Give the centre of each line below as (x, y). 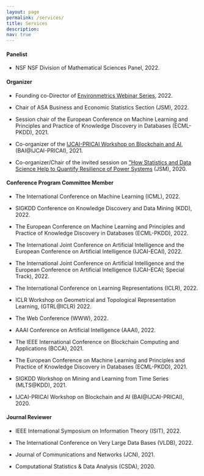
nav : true (19, 35)
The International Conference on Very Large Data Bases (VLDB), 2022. (104, 442)
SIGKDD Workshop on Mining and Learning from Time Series (92, 378)
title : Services (27, 23)
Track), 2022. (32, 276)
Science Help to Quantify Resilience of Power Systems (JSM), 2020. (101, 169)
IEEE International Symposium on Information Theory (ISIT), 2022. (98, 431)
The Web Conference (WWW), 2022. (62, 318)
